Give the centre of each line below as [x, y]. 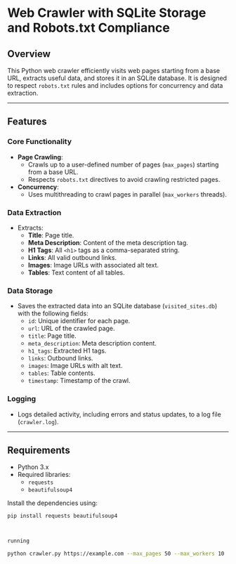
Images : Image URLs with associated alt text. [93, 265]
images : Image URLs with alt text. [75, 366]
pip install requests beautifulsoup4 [63, 516]
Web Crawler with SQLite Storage [107, 13]
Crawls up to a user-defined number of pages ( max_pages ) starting [123, 164]
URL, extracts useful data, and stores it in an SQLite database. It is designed [117, 78]
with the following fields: [53, 313]
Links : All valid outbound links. [72, 257]
